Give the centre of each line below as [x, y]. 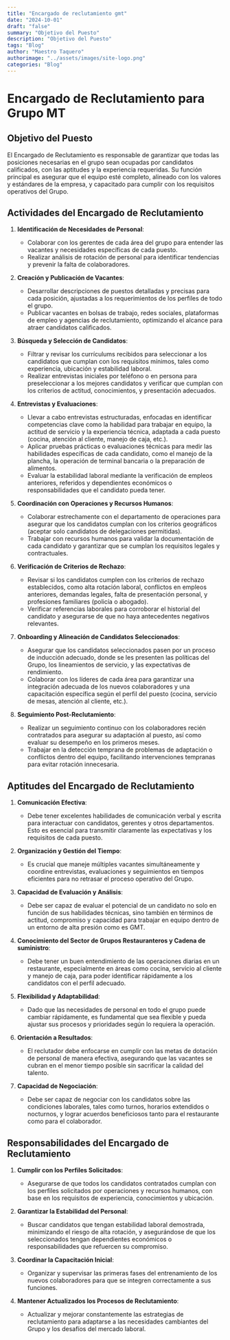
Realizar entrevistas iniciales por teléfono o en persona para [112, 376]
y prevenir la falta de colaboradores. [79, 264]
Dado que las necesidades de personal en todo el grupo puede [116, 1010]
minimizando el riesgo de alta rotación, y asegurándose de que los [122, 1232]
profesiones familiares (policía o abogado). [88, 602]
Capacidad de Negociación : [57, 1086]
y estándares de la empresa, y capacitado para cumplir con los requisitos [111, 184]
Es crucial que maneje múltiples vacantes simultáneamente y [114, 864]
